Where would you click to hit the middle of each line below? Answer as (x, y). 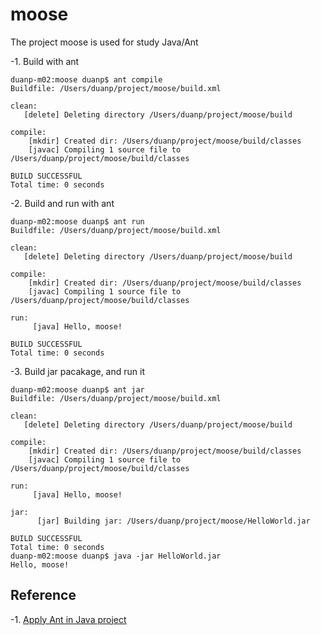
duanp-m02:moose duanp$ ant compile (86, 79)
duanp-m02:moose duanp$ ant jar (77, 389)
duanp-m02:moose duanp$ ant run (77, 221)
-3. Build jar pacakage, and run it (77, 371)
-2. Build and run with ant (62, 203)
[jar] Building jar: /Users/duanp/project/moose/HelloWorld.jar (173, 521)
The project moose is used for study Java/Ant (104, 42)
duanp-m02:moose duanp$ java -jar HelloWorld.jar (116, 556)
